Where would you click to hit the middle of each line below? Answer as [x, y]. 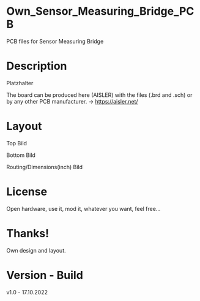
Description [37, 66]
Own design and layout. [36, 250]
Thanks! [28, 233]
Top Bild [17, 143]
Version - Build [45, 275]
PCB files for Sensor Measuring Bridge [55, 41]
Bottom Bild [21, 155]
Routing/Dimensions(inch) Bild [44, 167]
